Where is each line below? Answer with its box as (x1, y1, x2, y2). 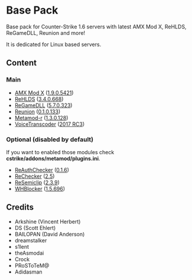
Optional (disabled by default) (6, 135, 94, 144)
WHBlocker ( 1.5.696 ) (14, 185, 66, 192)
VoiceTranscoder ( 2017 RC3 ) (14, 121, 84, 128)
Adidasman (14, 268, 43, 275)
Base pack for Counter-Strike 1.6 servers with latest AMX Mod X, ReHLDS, (6, 23, 187, 30)
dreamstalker (14, 237, 47, 244)
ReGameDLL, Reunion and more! (6, 29, 86, 36)
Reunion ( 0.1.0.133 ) (14, 108, 61, 115)
